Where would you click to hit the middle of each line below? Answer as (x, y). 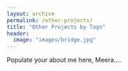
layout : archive (31, 14)
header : (18, 33)
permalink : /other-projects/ (50, 20)
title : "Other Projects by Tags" (56, 27)
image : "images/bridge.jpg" (55, 40)
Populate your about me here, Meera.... (64, 60)
